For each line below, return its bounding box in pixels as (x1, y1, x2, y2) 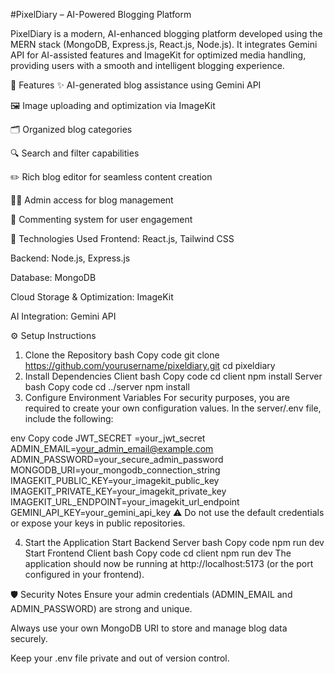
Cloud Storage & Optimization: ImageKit (10, 291, 174, 303)
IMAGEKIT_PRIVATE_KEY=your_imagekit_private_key (10, 485, 227, 497)
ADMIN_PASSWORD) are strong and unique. (10, 603, 193, 614)
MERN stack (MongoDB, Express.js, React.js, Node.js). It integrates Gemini (10, 39, 318, 50)
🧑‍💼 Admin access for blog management (10, 194, 174, 206)
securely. (10, 633, 48, 644)
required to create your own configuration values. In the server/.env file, (24, 402, 322, 414)
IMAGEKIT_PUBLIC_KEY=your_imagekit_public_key (10, 475, 220, 486)
